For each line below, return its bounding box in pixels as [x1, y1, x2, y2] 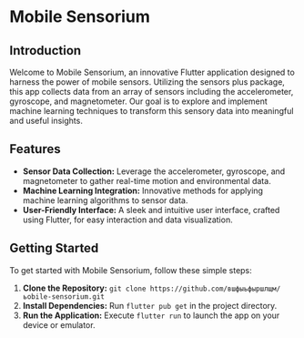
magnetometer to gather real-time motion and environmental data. [22, 175, 271, 186]
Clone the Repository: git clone [22, 282, 147, 293]
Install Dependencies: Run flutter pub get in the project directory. [22, 300, 278, 311]
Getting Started [9, 241, 99, 256]
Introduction [9, 43, 82, 58]
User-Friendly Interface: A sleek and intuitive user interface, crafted [22, 204, 280, 215]
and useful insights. [9, 116, 84, 126]
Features [9, 141, 61, 157]
